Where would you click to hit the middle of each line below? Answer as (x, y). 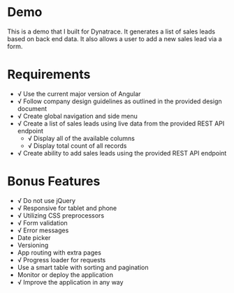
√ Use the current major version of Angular (79, 93)
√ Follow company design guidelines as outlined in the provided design (119, 101)
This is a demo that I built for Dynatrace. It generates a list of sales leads (111, 31)
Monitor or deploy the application (65, 275)
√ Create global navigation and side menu (78, 116)
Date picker (34, 237)
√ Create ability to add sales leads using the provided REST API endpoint (122, 153)
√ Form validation (42, 223)
